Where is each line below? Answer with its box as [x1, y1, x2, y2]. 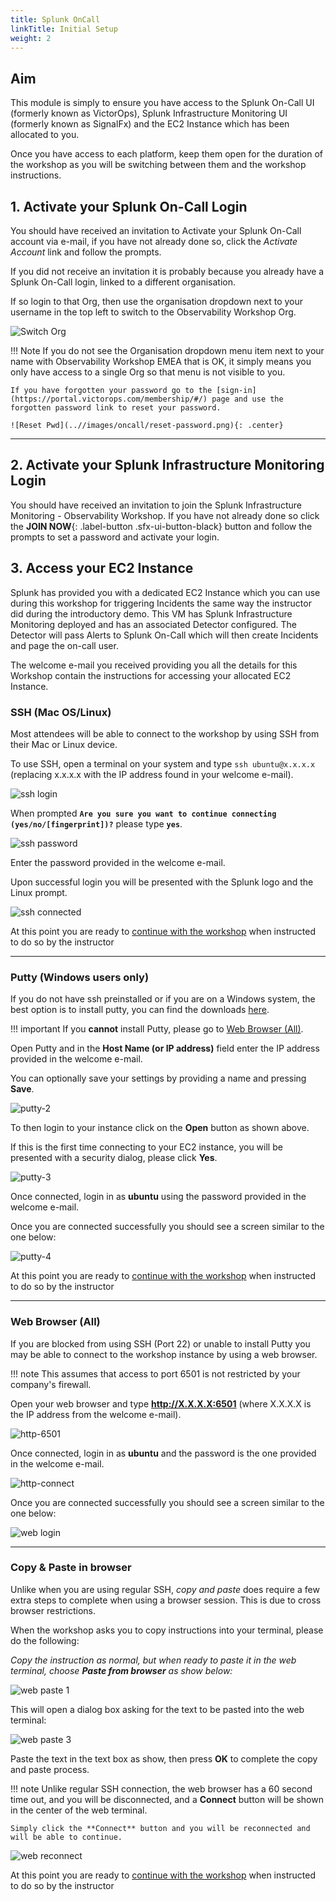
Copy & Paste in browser [10, 1561, 132, 1575]
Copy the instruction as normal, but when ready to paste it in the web [10, 1654, 297, 1666]
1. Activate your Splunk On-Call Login [10, 198, 248, 215]
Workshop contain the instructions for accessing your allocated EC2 [10, 669, 292, 681]
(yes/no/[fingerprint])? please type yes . [10, 817, 183, 830]
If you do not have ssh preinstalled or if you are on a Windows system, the [10, 993, 316, 1005]
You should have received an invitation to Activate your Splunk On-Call [10, 225, 302, 236]
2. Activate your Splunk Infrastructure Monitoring [10, 457, 325, 474]
